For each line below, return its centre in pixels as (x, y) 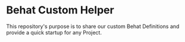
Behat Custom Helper (60, 10)
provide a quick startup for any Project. (54, 32)
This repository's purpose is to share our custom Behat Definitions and (93, 26)
